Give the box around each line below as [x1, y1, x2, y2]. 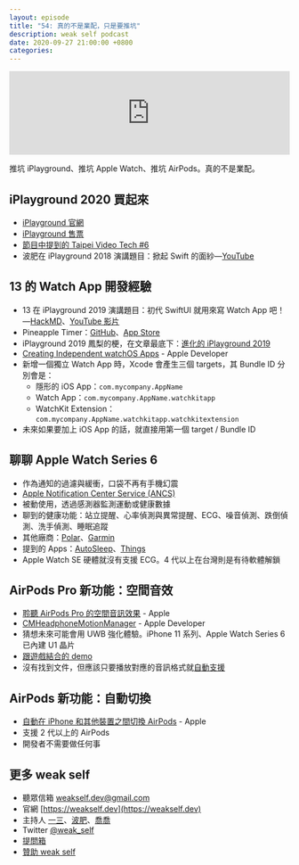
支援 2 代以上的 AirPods [21, 728, 109, 738]
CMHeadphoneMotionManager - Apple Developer [21, 618, 206, 629]
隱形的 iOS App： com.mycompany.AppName [35, 381, 183, 391]
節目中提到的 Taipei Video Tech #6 [21, 239, 149, 250]
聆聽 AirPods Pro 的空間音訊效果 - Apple [21, 608, 171, 619]
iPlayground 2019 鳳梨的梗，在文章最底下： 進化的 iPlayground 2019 [21, 338, 271, 349]
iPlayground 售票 [21, 228, 85, 239]
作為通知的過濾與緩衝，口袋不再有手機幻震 [21, 478, 179, 489]
